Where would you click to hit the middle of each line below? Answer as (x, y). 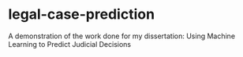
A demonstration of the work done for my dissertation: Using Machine (121, 36)
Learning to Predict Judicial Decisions (70, 44)
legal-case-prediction (82, 14)
